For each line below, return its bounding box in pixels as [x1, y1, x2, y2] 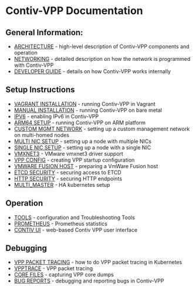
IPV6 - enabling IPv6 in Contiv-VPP [13, 112, 99, 120]
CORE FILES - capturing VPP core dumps [13, 271, 114, 278]
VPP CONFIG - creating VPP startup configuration [13, 156, 135, 163]
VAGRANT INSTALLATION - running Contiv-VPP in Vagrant [13, 100, 156, 107]
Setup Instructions [5, 85, 75, 95]
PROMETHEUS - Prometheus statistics [13, 220, 108, 227]
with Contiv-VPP [13, 62, 54, 69]
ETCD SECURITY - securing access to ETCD [13, 169, 121, 176]
